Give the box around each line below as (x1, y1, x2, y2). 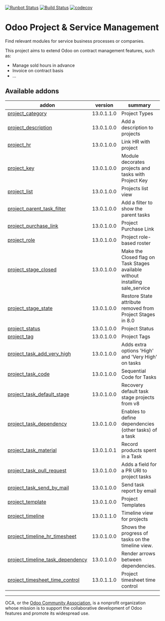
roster (137, 239, 151, 246)
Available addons (5, 87, 59, 95)
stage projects (121, 394, 155, 401)
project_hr (7, 141, 31, 148)
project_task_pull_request (7, 467, 67, 474)
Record (121, 441, 138, 447)
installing (121, 278, 142, 285)
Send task (121, 481, 145, 488)
